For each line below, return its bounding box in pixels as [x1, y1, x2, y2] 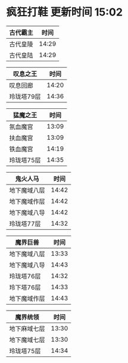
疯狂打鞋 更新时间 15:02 [6, 5, 123, 19]
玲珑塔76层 [9, 272, 41, 280]
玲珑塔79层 [9, 92, 41, 101]
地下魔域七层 [9, 336, 46, 344]
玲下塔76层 [9, 283, 41, 292]
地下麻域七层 [9, 324, 46, 333]
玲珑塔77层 [9, 220, 41, 228]
